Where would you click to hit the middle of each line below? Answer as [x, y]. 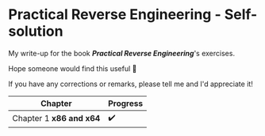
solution [36, 31]
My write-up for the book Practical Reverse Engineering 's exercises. [122, 53]
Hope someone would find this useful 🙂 [73, 68]
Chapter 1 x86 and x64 [56, 119]
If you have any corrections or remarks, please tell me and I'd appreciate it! [131, 84]
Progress [126, 103]
